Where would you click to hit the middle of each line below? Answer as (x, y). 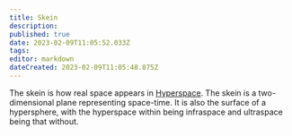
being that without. (44, 121)
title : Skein (34, 17)
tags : (19, 51)
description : (34, 26)
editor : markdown (42, 59)
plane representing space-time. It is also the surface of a (161, 102)
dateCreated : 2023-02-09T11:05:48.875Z (84, 68)
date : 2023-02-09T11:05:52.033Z (70, 42)
